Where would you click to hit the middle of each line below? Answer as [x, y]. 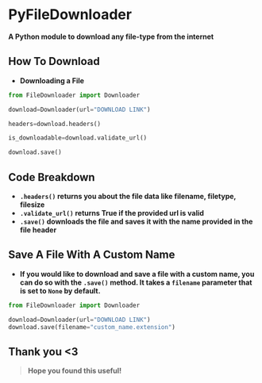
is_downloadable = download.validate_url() [78, 138]
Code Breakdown [52, 177]
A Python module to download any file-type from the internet [111, 36]
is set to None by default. [60, 290]
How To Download [54, 61]
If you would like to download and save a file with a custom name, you [137, 274]
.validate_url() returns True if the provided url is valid [112, 213]
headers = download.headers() [55, 124]
